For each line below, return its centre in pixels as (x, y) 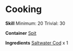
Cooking (24, 9)
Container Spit (21, 33)
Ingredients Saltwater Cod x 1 (37, 43)
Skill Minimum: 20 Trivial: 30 (35, 23)
